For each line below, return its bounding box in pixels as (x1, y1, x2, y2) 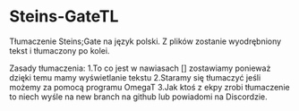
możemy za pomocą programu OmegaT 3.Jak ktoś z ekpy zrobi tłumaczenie (9, 81, 290, 92)
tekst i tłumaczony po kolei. (9, 45, 110, 55)
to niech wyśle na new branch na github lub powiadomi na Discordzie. (9, 91, 268, 102)
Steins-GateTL (9, 6, 119, 27)
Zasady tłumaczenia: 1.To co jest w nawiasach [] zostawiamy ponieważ (9, 63, 271, 73)
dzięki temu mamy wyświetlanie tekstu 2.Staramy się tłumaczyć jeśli (9, 72, 261, 82)
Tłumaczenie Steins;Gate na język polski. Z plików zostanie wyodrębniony (9, 36, 282, 47)
